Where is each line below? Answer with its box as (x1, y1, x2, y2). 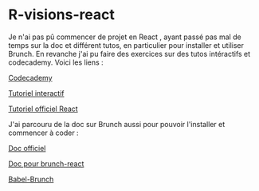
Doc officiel (8, 143, 46, 153)
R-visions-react (8, 6, 116, 24)
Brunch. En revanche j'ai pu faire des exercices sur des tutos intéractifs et (8, 49, 251, 58)
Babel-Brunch (8, 174, 54, 184)
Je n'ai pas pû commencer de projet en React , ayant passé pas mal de (8, 32, 241, 42)
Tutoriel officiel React (8, 104, 78, 113)
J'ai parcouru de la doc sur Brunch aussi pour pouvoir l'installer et (8, 119, 226, 129)
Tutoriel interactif (8, 88, 65, 97)
